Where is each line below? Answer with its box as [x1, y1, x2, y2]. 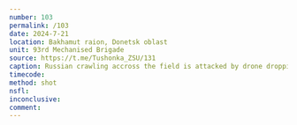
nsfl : [9, 86, 29, 95]
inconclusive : [9, 94, 62, 104]
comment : [9, 103, 42, 112]
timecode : [9, 70, 46, 79]
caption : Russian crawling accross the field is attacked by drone [9, 62, 263, 71]
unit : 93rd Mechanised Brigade [9, 46, 125, 55]
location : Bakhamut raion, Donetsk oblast [9, 37, 168, 47]
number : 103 [9, 12, 53, 22]
